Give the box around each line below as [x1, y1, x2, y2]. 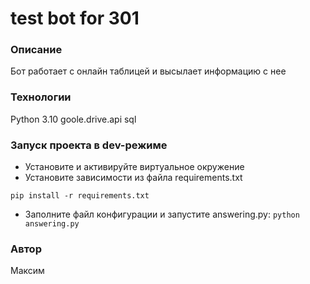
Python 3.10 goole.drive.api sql [10, 113, 137, 125]
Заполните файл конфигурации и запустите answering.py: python [24, 208, 300, 221]
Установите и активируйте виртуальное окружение [24, 161, 245, 173]
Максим [10, 265, 45, 277]
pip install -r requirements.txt [10, 191, 150, 201]
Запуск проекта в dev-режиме [10, 138, 168, 152]
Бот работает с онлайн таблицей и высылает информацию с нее [10, 65, 287, 77]
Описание [10, 43, 63, 57]
